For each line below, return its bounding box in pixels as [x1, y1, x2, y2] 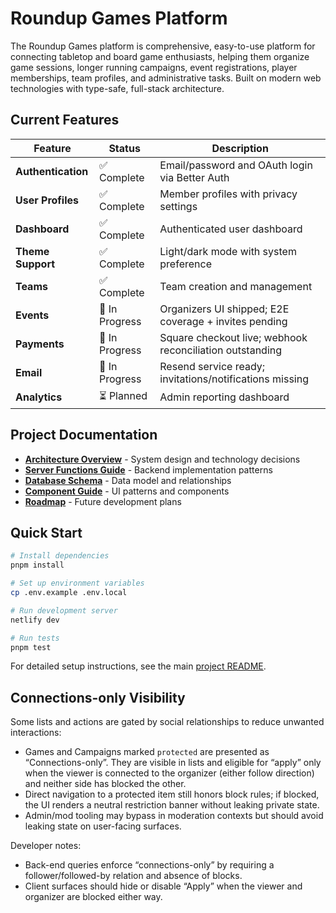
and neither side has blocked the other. [24, 778, 187, 790]
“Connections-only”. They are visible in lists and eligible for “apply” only [24, 757, 322, 769]
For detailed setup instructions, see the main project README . [10, 660, 267, 672]
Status [108, 141, 141, 155]
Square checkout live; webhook [159, 330, 308, 344]
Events [15, 308, 50, 322]
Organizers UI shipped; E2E [159, 302, 290, 316]
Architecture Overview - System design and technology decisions [24, 453, 301, 465]
